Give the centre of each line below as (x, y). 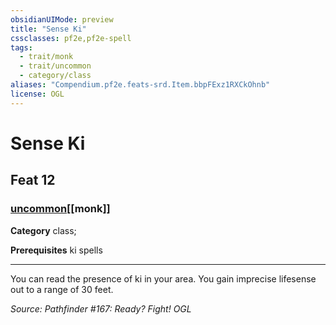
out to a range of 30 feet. (62, 289)
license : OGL (37, 94)
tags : (21, 47)
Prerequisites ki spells (56, 250)
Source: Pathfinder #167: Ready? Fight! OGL (101, 308)
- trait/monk (46, 57)
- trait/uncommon (55, 66)
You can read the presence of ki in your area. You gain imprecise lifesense (163, 278)
